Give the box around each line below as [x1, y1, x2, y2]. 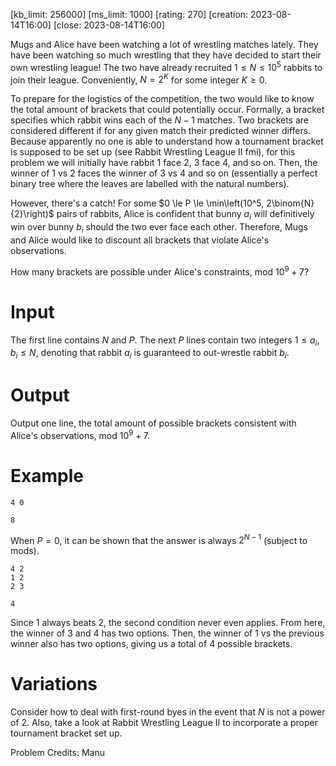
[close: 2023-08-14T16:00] [53, 19, 166, 31]
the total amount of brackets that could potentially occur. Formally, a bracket [10, 104, 325, 116]
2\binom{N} [266, 197, 315, 209]
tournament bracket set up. [10, 727, 123, 739]
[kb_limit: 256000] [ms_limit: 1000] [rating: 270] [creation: [10, 9, 249, 20]
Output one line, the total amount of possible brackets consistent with [10, 417, 297, 429]
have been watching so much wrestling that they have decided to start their [10, 49, 322, 61]
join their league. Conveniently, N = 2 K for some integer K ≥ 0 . [10, 72, 268, 86]
